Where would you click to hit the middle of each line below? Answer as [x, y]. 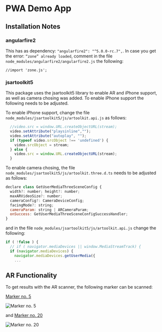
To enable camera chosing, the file [40, 168]
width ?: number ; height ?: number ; [45, 192]
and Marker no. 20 [24, 315]
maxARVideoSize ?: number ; [36, 196]
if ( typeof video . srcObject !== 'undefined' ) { [59, 140]
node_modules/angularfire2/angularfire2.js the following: [65, 61]
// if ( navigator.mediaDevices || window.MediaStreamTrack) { [75, 247]
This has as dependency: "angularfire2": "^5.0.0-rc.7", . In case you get [81, 51]
